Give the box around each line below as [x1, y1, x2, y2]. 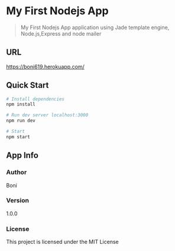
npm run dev [6, 117, 35, 124]
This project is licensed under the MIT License [6, 239, 119, 246]
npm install [6, 101, 35, 107]
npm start [6, 134, 31, 140]
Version [6, 196, 30, 205]
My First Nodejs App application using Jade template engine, [20, 24, 170, 31]
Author [6, 168, 27, 176]
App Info [6, 150, 38, 161]
